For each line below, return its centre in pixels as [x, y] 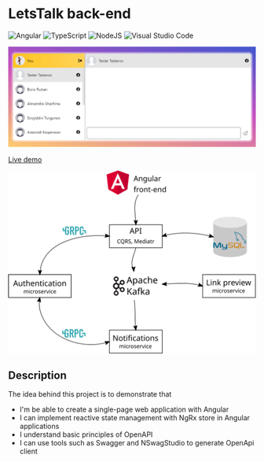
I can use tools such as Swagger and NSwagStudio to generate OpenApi [137, 443]
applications [39, 427]
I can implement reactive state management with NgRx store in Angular [134, 418]
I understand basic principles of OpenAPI [86, 434]
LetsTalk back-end [70, 14]
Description [37, 375]
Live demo [25, 160]
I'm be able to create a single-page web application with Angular [124, 409]
